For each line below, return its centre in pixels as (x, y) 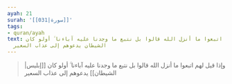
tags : (15, 26)
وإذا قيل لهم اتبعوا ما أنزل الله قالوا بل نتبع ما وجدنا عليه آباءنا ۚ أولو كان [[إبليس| (125, 65)
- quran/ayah (26, 33)
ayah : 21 (20, 13)
